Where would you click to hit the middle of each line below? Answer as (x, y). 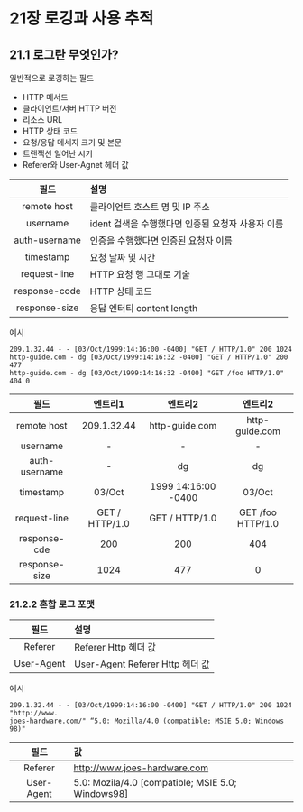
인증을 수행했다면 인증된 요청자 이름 (161, 240)
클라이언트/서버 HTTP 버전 (69, 108)
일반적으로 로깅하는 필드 (52, 78)
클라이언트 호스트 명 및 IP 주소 (150, 207)
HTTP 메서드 (45, 97)
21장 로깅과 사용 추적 (82, 18)
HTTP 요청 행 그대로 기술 (140, 274)
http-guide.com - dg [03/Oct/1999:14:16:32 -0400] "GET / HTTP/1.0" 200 (149, 357)
